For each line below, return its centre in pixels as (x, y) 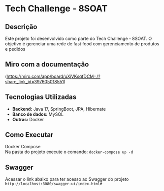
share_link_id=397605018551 (34, 81)
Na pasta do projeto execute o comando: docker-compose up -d (69, 152)
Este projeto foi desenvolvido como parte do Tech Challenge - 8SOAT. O (79, 38)
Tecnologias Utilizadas (41, 97)
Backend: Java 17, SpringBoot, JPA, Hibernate (59, 109)
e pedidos (15, 49)
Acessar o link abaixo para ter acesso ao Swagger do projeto (67, 179)
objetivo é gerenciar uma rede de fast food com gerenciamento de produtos (82, 44)
